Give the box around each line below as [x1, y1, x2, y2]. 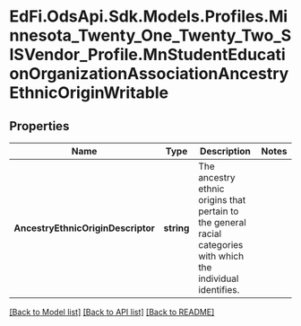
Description [200, 145, 251, 157]
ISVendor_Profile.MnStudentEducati [9, 45, 287, 65]
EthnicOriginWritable [9, 83, 169, 103]
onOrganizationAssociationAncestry [9, 64, 289, 84]
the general [198, 216, 246, 228]
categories [198, 239, 244, 251]
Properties [9, 119, 70, 134]
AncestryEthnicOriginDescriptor [13, 222, 155, 234]
